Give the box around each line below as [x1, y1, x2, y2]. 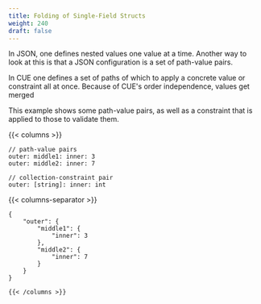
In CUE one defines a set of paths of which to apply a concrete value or [8, 73, 246, 83]
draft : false [8, 27, 52, 35]
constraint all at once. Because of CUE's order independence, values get [8, 81, 250, 91]
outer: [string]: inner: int [8, 181, 106, 189]
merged [8, 90, 35, 100]
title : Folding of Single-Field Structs [8, 11, 147, 20]
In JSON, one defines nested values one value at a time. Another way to [8, 49, 247, 59]
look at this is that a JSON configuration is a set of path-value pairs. [8, 57, 234, 67]
